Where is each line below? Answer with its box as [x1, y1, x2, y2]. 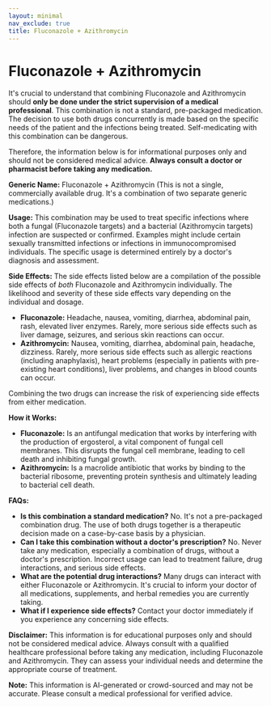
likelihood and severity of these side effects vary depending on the [8, 289, 231, 298]
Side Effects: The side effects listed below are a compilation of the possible [8, 272, 261, 281]
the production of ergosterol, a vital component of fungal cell [19, 438, 224, 447]
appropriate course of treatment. [8, 665, 117, 674]
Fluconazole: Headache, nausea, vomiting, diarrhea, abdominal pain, [19, 313, 252, 323]
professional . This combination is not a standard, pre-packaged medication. [8, 106, 263, 116]
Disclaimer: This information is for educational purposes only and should [8, 630, 252, 640]
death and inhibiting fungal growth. [19, 454, 138, 464]
